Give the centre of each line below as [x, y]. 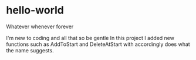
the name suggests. [30, 50]
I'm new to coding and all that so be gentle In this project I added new [90, 38]
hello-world [35, 10]
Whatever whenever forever [40, 26]
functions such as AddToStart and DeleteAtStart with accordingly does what [98, 44]
